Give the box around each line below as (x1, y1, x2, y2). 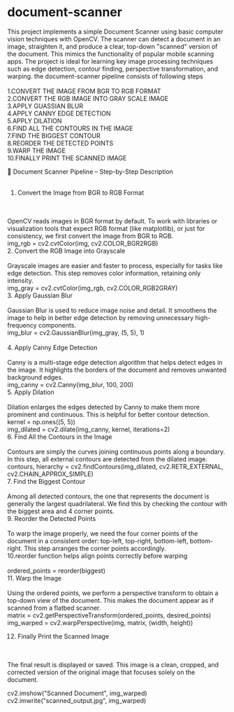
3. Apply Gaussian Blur (7, 291, 73, 300)
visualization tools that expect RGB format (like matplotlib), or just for (7, 224, 205, 232)
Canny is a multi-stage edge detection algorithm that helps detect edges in (7, 358, 223, 366)
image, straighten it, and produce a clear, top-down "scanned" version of (7, 42, 218, 50)
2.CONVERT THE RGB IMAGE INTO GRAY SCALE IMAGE (7, 94, 169, 102)
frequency (7, 321, 37, 329)
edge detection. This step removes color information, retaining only (7, 269, 201, 277)
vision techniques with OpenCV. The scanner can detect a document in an (7, 34, 221, 43)
